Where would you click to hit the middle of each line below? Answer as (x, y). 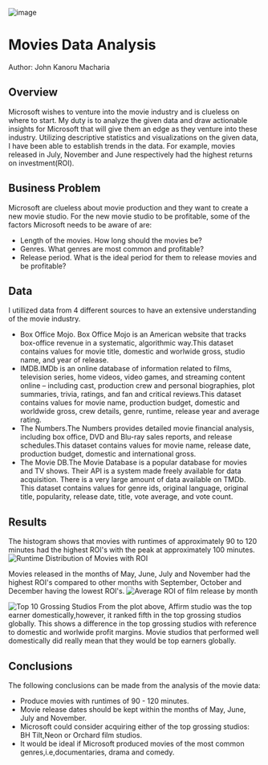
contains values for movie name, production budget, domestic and (130, 403)
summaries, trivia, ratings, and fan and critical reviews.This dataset (130, 395)
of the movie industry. (45, 319)
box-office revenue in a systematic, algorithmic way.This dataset (127, 343)
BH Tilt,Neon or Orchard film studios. (81, 735)
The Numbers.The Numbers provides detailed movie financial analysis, (137, 428)
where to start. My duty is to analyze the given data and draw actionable (128, 120)
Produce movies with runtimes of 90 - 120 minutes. (105, 701)
